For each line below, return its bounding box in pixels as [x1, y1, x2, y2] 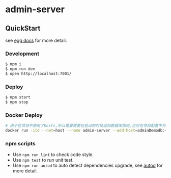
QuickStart [5, 24, 41, 33]
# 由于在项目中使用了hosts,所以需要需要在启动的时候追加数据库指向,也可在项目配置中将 [5, 123, 166, 129]
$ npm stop [5, 99, 28, 105]
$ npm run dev [5, 66, 36, 72]
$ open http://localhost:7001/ [5, 71, 72, 77]
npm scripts [5, 140, 36, 147]
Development [5, 50, 40, 57]
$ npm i [5, 62, 22, 67]
